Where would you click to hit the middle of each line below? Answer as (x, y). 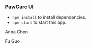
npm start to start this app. (39, 22)
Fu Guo (13, 41)
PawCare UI (19, 7)
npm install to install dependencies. (49, 17)
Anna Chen (16, 32)
